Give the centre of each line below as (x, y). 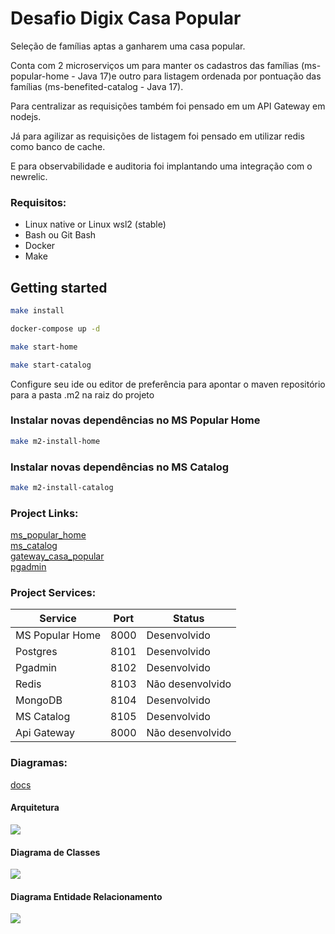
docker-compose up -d (55, 328)
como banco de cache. (58, 146)
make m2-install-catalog (62, 488)
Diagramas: (39, 763)
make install (37, 311)
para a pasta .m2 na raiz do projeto (82, 394)
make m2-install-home (55, 441)
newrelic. (29, 176)
